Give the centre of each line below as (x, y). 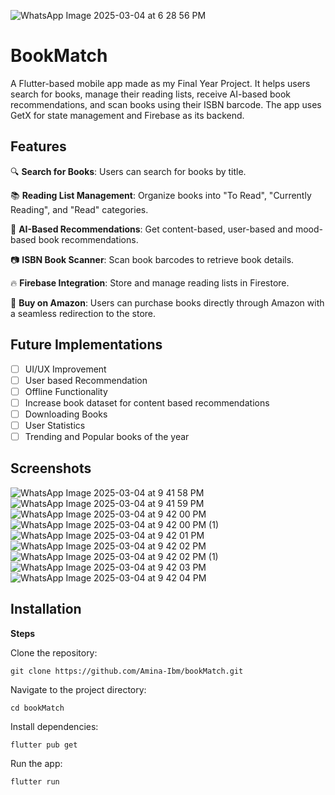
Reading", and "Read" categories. (79, 209)
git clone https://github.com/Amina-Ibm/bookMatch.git (127, 671)
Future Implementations (86, 345)
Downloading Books (66, 414)
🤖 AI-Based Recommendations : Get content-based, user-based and (151, 229)
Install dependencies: (54, 726)
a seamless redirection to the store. (83, 313)
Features (38, 146)
